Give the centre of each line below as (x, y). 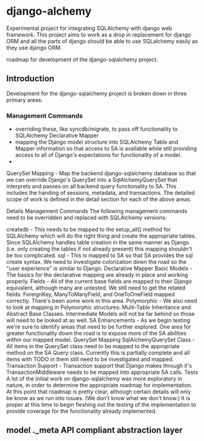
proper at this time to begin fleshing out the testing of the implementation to (101, 405)
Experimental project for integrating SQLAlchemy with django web (89, 28)
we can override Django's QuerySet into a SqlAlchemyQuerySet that (92, 180)
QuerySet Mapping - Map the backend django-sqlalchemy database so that (101, 173)
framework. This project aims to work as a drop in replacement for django (99, 34)
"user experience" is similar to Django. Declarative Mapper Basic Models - (100, 268)
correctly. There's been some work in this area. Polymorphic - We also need (102, 301)
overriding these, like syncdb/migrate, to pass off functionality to (96, 129)
